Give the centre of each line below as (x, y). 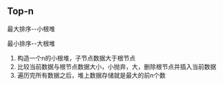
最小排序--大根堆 (31, 43)
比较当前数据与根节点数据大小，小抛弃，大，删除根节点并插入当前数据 (117, 66)
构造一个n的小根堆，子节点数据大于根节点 (76, 58)
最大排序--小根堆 (31, 29)
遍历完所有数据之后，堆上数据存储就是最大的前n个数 (92, 75)
